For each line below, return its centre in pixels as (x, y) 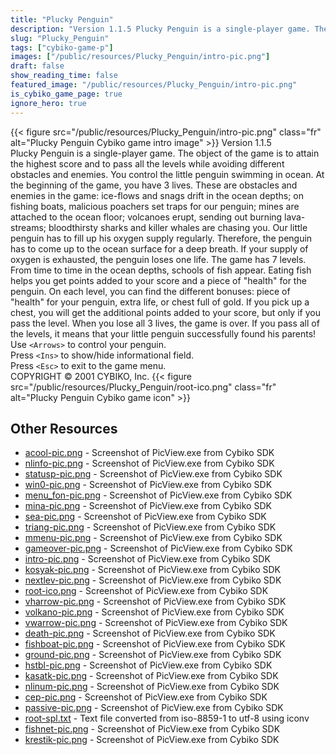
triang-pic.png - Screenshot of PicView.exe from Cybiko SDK (150, 527)
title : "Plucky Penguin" (62, 19)
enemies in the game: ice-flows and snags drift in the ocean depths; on (157, 195)
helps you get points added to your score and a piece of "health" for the (158, 280)
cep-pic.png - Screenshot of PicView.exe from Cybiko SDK (146, 697)
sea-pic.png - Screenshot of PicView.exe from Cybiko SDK (145, 517)
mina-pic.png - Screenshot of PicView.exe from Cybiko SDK (148, 506)
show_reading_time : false (64, 76)
